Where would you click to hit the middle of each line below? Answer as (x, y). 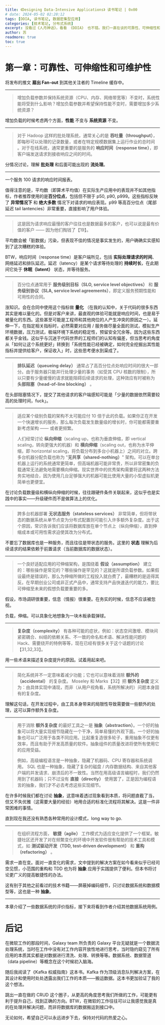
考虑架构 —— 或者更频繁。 (49, 428)
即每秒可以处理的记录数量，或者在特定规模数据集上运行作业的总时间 (86, 142)
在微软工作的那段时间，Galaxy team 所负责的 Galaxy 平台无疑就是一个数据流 (82, 943)
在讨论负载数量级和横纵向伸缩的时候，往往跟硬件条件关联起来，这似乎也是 (80, 492)
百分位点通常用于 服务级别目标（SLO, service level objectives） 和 (85, 284)
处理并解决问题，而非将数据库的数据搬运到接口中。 (65, 1007)
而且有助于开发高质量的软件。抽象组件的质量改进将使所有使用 (93, 744)
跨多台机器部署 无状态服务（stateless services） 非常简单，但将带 (85, 513)
